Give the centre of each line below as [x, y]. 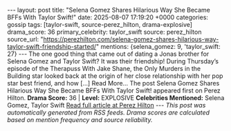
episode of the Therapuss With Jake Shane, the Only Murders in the [104, 69]
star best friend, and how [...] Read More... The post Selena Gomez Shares [113, 83]
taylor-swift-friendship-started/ [52, 47]
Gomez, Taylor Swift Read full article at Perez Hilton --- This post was [107, 105]
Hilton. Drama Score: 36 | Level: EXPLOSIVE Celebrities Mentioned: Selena [116, 98]
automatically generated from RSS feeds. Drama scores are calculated [108, 112]
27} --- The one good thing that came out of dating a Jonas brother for [108, 54]
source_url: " [25, 39]
